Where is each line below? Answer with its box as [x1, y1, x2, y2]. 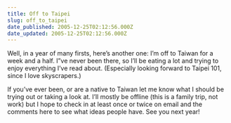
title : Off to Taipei [7, 10, 71, 18]
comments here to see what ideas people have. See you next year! [7, 108, 200, 116]
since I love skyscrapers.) [7, 72, 82, 80]
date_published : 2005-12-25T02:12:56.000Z [7, 23, 133, 30]
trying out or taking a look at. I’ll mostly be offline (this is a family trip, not [7, 93, 218, 101]
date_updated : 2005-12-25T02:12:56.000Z [7, 30, 128, 37]
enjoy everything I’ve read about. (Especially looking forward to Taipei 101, [7, 64, 223, 72]
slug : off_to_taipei [7, 17, 68, 24]
